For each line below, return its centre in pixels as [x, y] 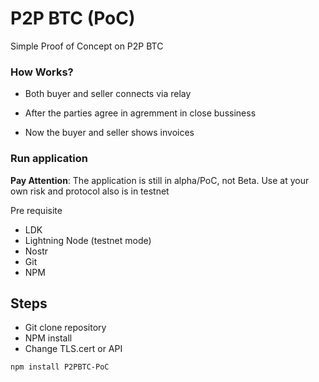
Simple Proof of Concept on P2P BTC [87, 46]
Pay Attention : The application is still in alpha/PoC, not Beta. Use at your [160, 180]
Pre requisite [36, 210]
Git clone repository [65, 328]
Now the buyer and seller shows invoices [109, 133]
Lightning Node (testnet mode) [88, 240]
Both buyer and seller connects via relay [108, 94]
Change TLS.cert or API [73, 349]
